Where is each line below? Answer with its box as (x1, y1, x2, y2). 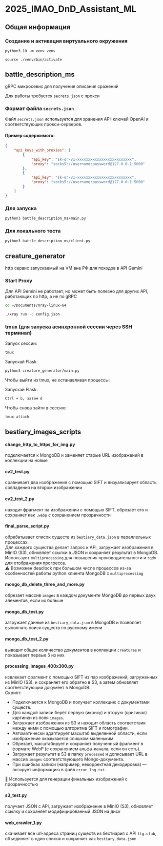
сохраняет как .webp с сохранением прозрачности (5, 512, 111, 518)
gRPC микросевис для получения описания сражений (5, 83, 119, 89)
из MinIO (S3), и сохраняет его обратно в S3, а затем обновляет (5, 679, 139, 685)
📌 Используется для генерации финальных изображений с (5, 776, 128, 782)
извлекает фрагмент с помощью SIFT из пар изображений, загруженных (5, 674, 158, 680)
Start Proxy (5, 277, 33, 284)
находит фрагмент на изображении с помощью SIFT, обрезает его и (5, 507, 148, 512)
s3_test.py (5, 792, 27, 798)
